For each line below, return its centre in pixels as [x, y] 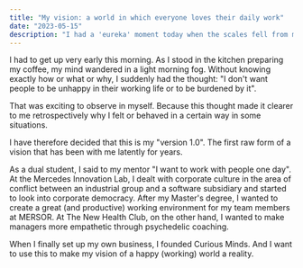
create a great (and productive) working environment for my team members [150, 208]
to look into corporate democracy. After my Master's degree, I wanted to [144, 198]
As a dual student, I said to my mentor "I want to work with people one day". [150, 170]
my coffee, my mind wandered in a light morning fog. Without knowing [140, 69]
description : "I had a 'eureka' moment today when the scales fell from [149, 34]
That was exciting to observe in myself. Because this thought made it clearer [151, 106]
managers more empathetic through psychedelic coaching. [119, 227]
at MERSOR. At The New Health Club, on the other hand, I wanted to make [147, 218]
